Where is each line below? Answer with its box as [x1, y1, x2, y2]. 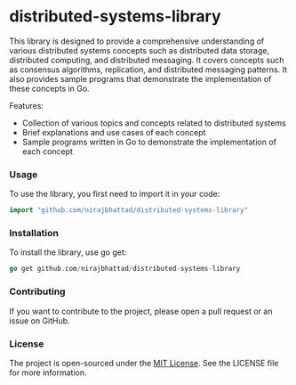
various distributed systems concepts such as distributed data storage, [9, 45, 269, 55]
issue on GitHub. [9, 315, 70, 326]
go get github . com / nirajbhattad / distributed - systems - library [9, 265, 241, 274]
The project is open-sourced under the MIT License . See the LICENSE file [9, 357, 279, 368]
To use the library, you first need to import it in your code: [9, 189, 220, 200]
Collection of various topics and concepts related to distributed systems [21, 118, 286, 128]
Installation [9, 227, 60, 240]
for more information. [9, 367, 87, 378]
